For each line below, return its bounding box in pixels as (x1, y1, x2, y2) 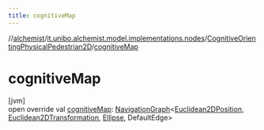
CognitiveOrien (206, 33, 257, 43)
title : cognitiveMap (8, 11, 77, 20)
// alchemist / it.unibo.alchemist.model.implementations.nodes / (8, 33, 208, 43)
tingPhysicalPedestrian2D (8, 41, 92, 52)
